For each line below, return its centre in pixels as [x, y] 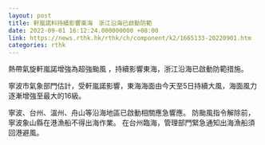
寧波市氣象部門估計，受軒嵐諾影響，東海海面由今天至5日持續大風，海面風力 [133, 86]
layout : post [30, 16]
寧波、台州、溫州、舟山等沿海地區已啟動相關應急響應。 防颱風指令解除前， [132, 113]
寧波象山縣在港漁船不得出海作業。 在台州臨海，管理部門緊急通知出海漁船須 [132, 123]
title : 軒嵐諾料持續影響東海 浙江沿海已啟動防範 [80, 23]
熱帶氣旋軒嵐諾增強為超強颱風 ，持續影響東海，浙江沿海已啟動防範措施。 [128, 69]
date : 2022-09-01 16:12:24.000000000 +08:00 [83, 30]
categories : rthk [37, 45]
